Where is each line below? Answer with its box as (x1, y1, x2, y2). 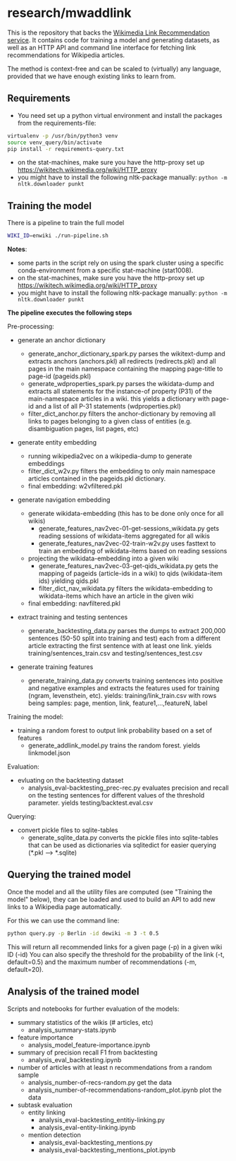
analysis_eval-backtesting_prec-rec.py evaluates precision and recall (27, 783, 229, 792)
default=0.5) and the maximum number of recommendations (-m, (7, 958, 197, 966)
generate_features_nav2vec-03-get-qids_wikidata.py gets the (38, 562, 218, 570)
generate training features (17, 663, 94, 671)
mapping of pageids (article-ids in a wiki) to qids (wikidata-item (38, 570, 223, 578)
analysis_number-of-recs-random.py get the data (27, 1078, 173, 1086)
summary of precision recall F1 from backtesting (17, 1048, 158, 1057)
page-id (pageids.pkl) (27, 372, 92, 380)
